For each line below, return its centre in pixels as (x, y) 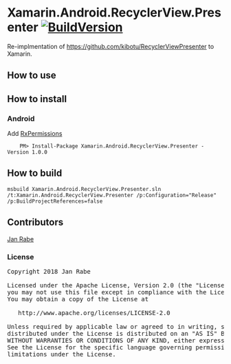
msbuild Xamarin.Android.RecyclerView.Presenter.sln (84, 189)
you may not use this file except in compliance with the (107, 292)
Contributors (35, 222)
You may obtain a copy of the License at (78, 299)
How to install (37, 99)
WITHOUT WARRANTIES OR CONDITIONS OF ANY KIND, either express (116, 340)
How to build (35, 173)
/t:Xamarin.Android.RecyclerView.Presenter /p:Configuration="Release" (112, 195)
